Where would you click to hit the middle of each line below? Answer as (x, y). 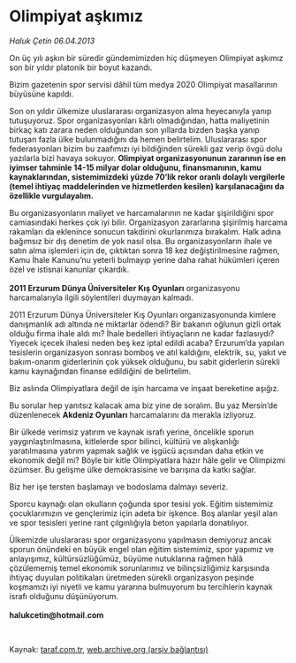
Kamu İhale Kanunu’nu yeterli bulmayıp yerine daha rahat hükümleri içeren (144, 259)
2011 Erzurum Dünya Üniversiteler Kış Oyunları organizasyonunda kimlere (143, 314)
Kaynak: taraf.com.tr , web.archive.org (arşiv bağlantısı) (109, 649)
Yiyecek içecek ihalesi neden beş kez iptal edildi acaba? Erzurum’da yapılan (147, 343)
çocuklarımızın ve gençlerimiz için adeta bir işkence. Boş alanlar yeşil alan (144, 513)
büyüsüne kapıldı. (41, 94)
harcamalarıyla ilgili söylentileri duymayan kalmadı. (102, 297)
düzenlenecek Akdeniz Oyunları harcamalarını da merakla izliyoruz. (133, 414)
